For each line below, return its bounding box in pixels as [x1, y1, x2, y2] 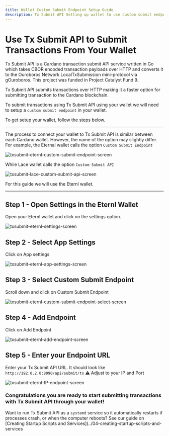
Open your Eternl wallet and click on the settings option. [5, 214, 122, 220]
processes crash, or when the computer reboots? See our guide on [5, 415, 144, 421]
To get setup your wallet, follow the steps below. [5, 117, 106, 123]
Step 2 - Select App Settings [5, 238, 96, 246]
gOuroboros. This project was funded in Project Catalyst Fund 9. [5, 77, 139, 83]
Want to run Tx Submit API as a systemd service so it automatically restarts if [5, 409, 163, 415]
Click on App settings [5, 251, 50, 257]
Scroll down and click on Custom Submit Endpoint [5, 289, 109, 295]
